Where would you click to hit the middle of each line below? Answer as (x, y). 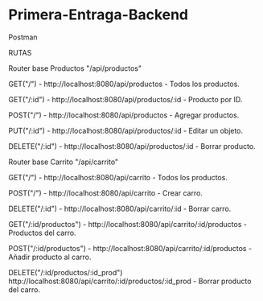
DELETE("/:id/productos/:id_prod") (66, 272)
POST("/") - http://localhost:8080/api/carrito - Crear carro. (106, 193)
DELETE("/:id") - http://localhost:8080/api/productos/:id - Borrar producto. (132, 146)
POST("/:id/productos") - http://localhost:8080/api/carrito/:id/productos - (130, 248)
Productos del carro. (42, 233)
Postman (23, 37)
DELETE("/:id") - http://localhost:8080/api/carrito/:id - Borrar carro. (120, 208)
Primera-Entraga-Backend (99, 15)
